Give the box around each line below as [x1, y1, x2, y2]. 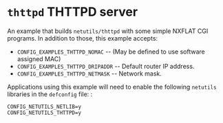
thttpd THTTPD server [7, 4, 138, 20]
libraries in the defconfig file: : [7, 90, 93, 98]
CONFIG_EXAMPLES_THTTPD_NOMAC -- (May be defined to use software [17, 47, 205, 56]
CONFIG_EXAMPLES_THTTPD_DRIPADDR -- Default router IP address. [17, 62, 195, 70]
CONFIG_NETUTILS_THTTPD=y [7, 109, 81, 116]
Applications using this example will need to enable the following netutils [7, 82, 217, 91]
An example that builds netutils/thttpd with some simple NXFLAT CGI [7, 27, 209, 35]
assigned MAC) [17, 54, 61, 63]
